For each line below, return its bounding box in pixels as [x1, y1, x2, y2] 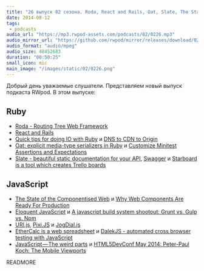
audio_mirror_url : [6, 37, 53, 43]
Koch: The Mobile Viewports [15, 247, 86, 254]
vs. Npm [15, 214, 36, 222]
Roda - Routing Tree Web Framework [15, 122, 108, 130]
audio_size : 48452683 [6, 49, 61, 55]
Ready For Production [15, 202, 70, 209]
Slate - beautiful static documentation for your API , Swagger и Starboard [15, 155, 197, 162]
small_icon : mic [6, 60, 47, 66]
